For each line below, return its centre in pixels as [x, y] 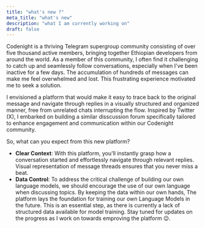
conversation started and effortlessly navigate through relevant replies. [105, 160]
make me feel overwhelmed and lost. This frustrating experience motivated [101, 79]
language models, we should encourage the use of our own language [103, 186]
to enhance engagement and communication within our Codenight [90, 123]
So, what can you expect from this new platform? [68, 142]
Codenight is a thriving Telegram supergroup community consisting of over [101, 46]
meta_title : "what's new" [39, 18]
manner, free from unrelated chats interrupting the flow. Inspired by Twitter [100, 110]
